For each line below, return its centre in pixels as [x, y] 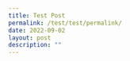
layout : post [30, 38]
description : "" [35, 45]
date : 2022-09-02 [37, 30]
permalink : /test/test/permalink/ [65, 23]
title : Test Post [37, 15]
